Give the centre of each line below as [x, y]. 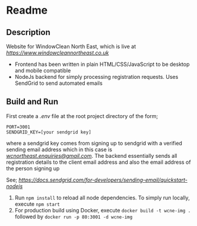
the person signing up [33, 168]
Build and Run [32, 102]
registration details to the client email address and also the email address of [99, 162]
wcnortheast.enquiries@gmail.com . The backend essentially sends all [92, 155]
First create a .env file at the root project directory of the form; [82, 116]
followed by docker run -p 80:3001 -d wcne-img [74, 217]
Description [28, 32]
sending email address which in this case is [59, 149]
